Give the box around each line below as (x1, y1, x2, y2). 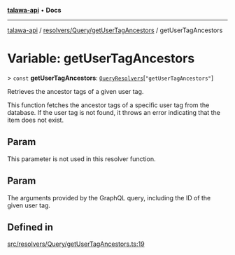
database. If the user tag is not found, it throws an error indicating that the (7, 108, 220, 116)
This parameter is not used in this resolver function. (7, 154, 156, 163)
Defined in (7, 221, 54, 233)
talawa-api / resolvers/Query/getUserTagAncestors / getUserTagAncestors (7, 26, 223, 34)
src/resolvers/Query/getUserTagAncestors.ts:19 (7, 240, 145, 248)
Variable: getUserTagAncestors (7, 50, 195, 67)
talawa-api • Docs (7, 6, 62, 14)
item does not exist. (7, 116, 64, 124)
